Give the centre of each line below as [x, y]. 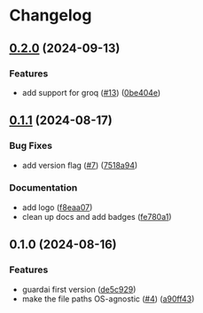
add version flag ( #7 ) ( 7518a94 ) [80, 165]
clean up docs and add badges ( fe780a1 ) [97, 216]
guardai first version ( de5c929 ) [79, 289]
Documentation [43, 188]
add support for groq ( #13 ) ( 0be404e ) [91, 92]
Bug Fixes [31, 145]
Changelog [51, 16]
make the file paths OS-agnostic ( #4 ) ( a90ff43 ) [108, 299]
